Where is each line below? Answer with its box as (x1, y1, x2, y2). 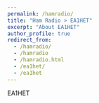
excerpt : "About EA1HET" (7, 23, 80, 30)
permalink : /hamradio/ (7, 10, 74, 18)
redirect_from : (7, 37, 52, 44)
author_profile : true (7, 30, 71, 37)
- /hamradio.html (13, 56, 65, 63)
